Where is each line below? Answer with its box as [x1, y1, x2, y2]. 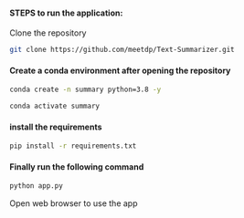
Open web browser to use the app [9, 198, 138, 209]
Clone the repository [9, 27, 87, 38]
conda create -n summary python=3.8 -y [9, 85, 162, 95]
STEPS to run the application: [9, 7, 123, 18]
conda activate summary [9, 101, 101, 111]
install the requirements [9, 121, 102, 132]
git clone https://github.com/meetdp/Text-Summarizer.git [9, 46, 235, 55]
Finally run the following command [9, 161, 144, 172]
